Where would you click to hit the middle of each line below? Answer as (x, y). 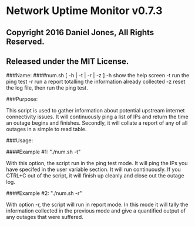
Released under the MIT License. (68, 61)
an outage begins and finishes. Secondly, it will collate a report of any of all (97, 123)
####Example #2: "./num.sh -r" (44, 193)
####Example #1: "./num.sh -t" (43, 152)
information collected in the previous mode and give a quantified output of (96, 211)
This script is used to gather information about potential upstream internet (95, 111)
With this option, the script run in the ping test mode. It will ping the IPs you (97, 163)
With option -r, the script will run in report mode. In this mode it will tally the (97, 205)
